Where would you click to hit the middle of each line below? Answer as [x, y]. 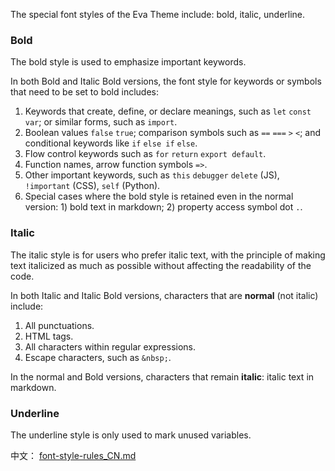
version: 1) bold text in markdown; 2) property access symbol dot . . [163, 207]
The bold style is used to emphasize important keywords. [128, 62]
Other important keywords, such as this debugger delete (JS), [152, 175]
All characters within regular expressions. [110, 346]
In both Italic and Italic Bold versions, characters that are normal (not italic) [164, 295]
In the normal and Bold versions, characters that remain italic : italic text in [162, 376]
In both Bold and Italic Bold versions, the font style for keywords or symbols [166, 81]
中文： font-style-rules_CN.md [73, 455]
